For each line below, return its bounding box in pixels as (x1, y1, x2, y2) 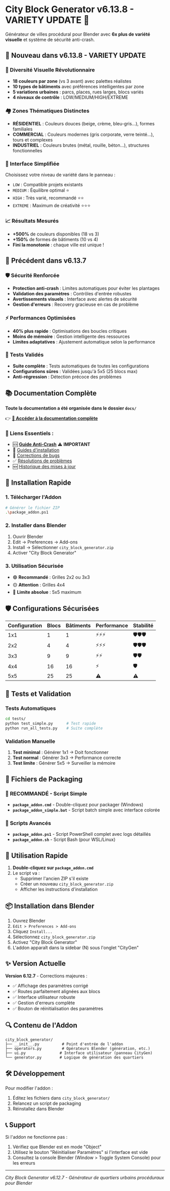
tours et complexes (12, 137, 53, 143)
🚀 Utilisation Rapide (5, 851, 68, 860)
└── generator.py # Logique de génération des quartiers (5, 1054, 144, 1060)
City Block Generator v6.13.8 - (5, 4, 134, 15)
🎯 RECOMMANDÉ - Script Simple (5, 790, 88, 797)
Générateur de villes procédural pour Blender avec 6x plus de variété (5, 31, 150, 37)
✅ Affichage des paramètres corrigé (12, 982, 89, 989)
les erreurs (12, 1160, 35, 1166)
